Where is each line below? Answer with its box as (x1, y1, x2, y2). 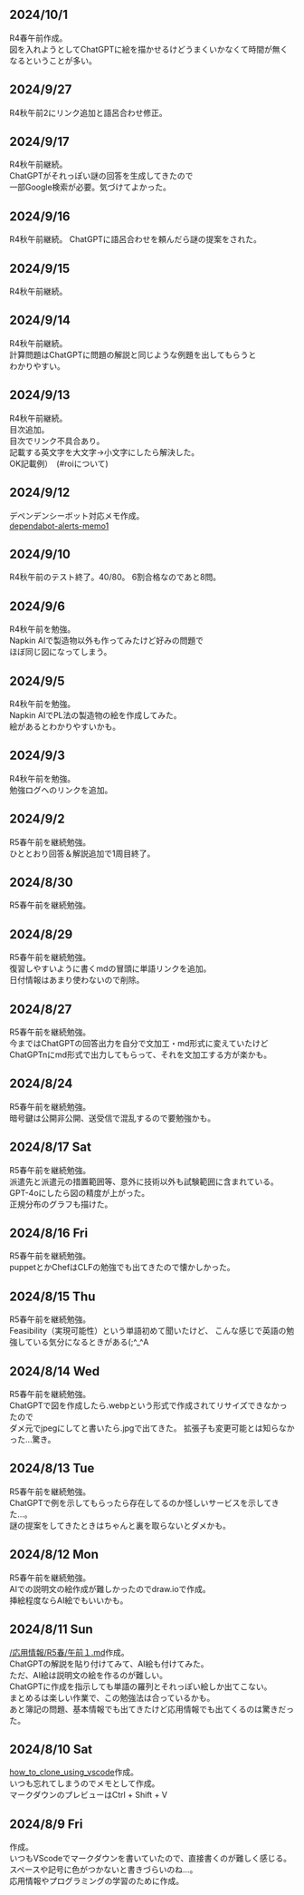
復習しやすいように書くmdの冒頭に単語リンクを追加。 (9, 963, 212, 974)
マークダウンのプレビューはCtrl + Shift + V (9, 1790, 167, 1801)
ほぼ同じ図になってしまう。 (9, 646, 112, 657)
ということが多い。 (24, 54, 97, 66)
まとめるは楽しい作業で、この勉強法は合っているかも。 (9, 1692, 215, 1703)
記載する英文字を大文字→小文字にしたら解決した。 (9, 446, 200, 457)
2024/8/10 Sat (9, 1741, 93, 1757)
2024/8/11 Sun (9, 1622, 93, 1637)
